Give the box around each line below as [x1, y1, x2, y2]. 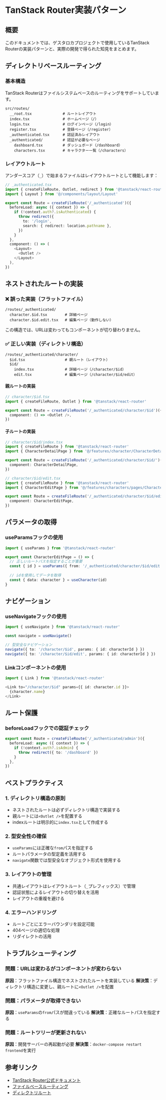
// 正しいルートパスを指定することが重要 [9, 559, 83, 564]
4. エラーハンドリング [5, 909, 57, 916]
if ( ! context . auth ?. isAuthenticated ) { [14, 209, 96, 215]
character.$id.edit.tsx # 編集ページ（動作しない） [9, 318, 114, 323]
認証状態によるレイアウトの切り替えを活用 [12, 889, 99, 895]
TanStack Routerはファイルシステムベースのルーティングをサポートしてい [5, 90, 155, 96]
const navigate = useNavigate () [5, 633, 72, 639]
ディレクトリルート [12, 1090, 51, 1096]
